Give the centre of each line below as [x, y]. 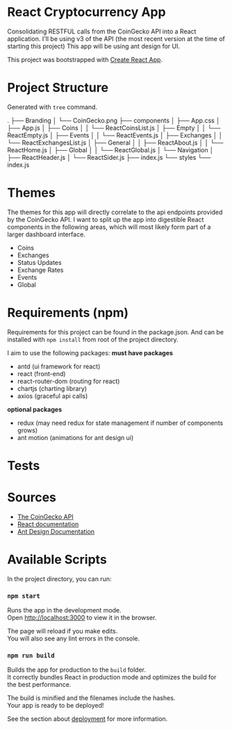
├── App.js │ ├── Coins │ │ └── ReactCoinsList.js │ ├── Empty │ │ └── [114, 128]
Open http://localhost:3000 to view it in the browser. [82, 618]
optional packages [35, 409]
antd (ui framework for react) [59, 366]
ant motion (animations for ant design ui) [75, 437]
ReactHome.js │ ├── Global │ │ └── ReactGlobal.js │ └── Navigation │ [110, 149]
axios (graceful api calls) [52, 396]
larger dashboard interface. [46, 234]
